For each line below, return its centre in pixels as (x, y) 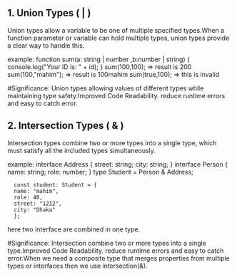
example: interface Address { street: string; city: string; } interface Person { (118, 164)
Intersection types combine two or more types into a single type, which (112, 142)
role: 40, (28, 197)
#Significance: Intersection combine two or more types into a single (107, 243)
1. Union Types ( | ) (49, 13)
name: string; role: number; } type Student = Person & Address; (101, 172)
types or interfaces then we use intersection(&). (77, 266)
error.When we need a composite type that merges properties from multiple (119, 258)
